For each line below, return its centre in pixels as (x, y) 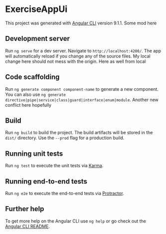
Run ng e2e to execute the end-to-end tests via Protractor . (65, 193)
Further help (25, 209)
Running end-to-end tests (46, 181)
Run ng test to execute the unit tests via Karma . (54, 166)
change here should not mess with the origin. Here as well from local (76, 61)
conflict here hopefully (28, 105)
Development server (38, 39)
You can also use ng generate (36, 94)
